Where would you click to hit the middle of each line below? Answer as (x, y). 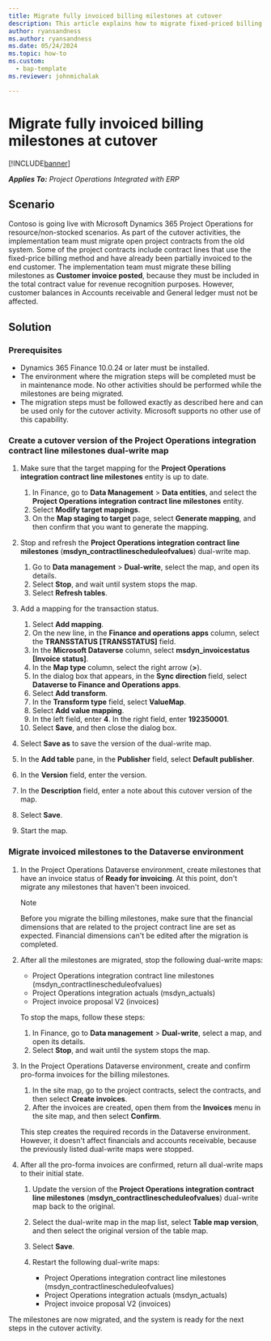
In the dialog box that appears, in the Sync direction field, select (140, 676)
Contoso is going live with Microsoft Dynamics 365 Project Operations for (131, 224)
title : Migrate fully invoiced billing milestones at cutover (115, 16)
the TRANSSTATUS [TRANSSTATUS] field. (104, 642)
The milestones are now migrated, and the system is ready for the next (126, 1319)
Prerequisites (35, 350)
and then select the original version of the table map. (120, 1231)
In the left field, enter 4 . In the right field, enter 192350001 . (130, 720)
